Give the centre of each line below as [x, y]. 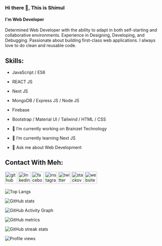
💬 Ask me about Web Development [47, 147]
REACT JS [22, 81]
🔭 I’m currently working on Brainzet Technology [59, 128]
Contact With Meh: [34, 162]
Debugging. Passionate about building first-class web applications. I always [80, 40]
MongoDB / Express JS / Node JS [46, 100]
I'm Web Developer [25, 19]
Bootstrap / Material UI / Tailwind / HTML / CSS [59, 119]
